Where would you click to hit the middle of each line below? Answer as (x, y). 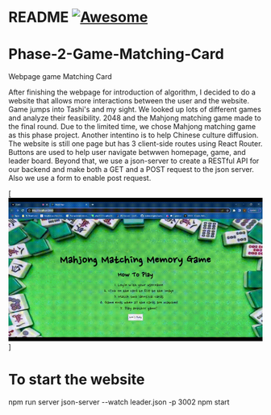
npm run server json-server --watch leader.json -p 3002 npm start (119, 402)
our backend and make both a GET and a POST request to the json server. (131, 170)
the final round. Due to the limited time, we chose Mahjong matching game (132, 127)
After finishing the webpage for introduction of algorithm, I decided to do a (132, 92)
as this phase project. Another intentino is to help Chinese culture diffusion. (133, 135)
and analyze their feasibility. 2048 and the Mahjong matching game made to (135, 118)
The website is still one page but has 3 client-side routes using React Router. (135, 144)
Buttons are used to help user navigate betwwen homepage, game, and (127, 153)
